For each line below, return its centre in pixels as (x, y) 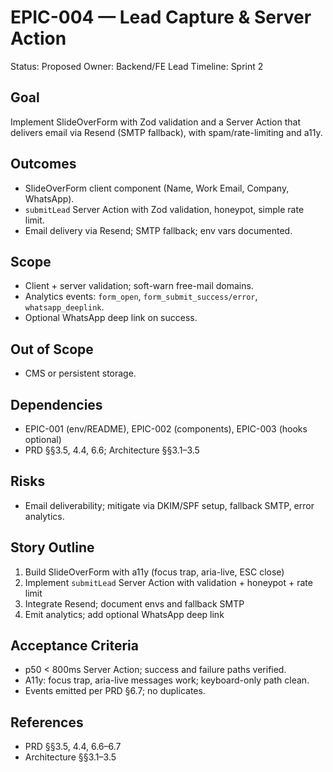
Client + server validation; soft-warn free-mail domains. (139, 286)
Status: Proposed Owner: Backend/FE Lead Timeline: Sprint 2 (137, 66)
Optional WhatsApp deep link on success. (111, 318)
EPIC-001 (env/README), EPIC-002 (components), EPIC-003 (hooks (166, 429)
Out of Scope (52, 349)
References (47, 722)
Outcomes (43, 164)
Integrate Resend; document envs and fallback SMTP (134, 603)
